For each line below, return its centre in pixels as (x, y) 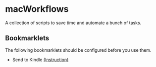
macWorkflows (37, 9)
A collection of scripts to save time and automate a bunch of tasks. (73, 23)
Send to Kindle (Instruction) (40, 60)
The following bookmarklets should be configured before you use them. (78, 50)
